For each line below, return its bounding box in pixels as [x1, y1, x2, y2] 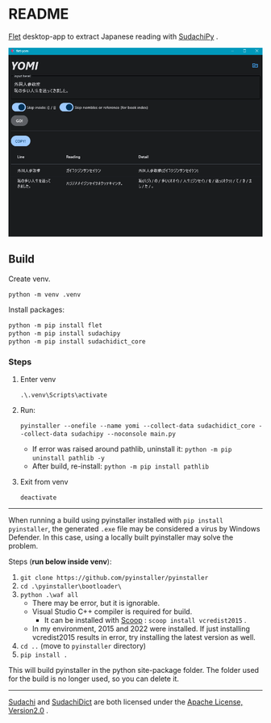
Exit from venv [19, 477, 69, 487]
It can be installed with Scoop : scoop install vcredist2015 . [44, 616, 247, 625]
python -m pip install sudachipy [8, 329, 121, 338]
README [8, 5, 69, 23]
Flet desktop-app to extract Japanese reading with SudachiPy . [8, 32, 219, 41]
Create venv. [8, 274, 51, 284]
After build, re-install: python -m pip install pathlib [31, 461, 210, 471]
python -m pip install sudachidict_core [8, 337, 147, 346]
